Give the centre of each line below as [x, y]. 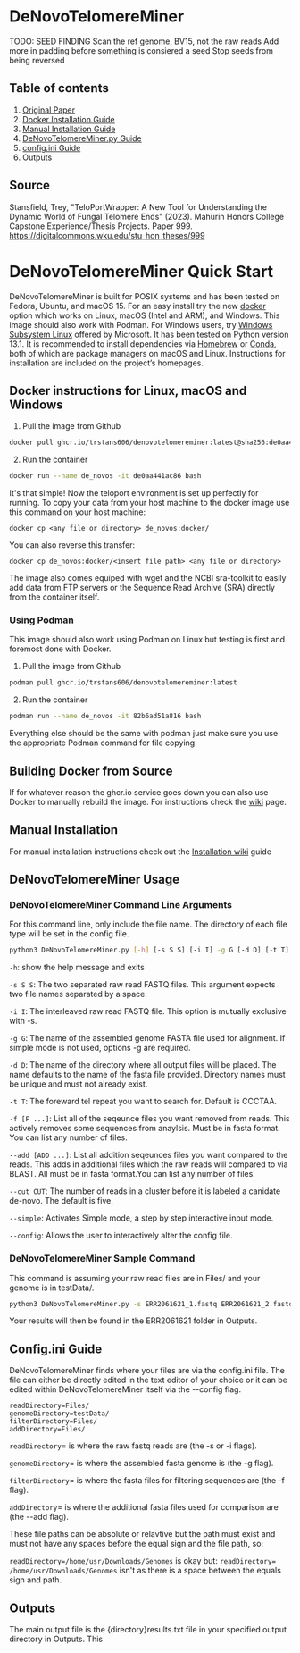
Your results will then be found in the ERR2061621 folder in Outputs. [133, 1321]
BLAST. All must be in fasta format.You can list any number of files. [133, 1174]
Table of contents [59, 88]
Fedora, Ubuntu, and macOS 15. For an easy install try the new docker [137, 306]
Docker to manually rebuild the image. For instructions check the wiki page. [148, 801]
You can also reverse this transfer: [72, 545]
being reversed [37, 60]
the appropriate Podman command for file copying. [104, 743]
